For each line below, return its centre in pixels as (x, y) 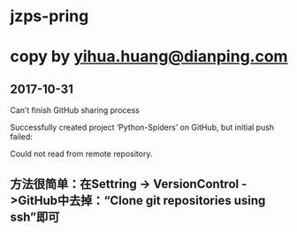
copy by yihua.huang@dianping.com (149, 57)
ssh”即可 (35, 217)
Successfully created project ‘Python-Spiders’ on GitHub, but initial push (142, 127)
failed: (22, 137)
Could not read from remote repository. (81, 154)
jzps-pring (49, 16)
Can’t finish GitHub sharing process (75, 110)
